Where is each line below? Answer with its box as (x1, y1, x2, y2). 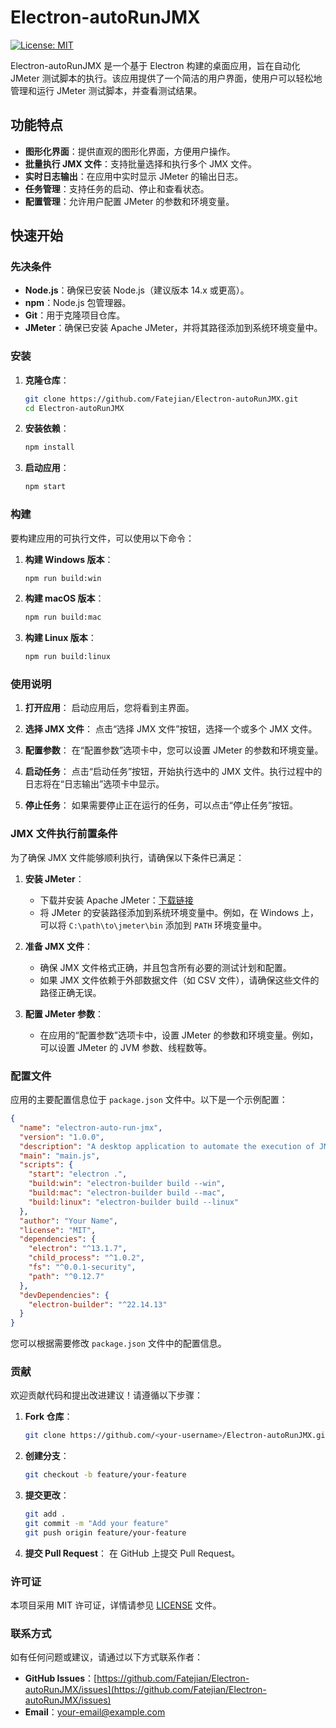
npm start (24, 482, 67, 492)
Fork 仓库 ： (24, 1411, 73, 1423)
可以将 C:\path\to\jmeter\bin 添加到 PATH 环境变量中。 (39, 919, 268, 931)
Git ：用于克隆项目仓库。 (24, 309, 126, 321)
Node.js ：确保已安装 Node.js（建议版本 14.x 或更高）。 (24, 284, 250, 296)
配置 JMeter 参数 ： (24, 1007, 105, 1020)
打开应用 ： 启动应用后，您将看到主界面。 (24, 702, 195, 714)
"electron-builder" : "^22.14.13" (28, 1299, 168, 1310)
